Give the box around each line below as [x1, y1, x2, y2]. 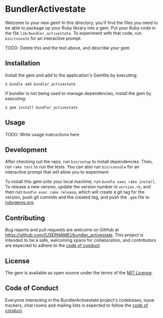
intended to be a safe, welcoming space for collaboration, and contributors [5, 237, 156, 243]
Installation [5, 59, 40, 67]
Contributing [5, 214, 45, 222]
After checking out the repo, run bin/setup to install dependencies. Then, [5, 159, 153, 165]
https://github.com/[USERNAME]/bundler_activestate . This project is [5, 232, 144, 238]
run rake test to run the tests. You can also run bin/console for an [5, 164, 139, 170]
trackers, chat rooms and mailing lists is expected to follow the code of [5, 302, 148, 308]
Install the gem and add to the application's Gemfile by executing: [5, 72, 138, 78]
